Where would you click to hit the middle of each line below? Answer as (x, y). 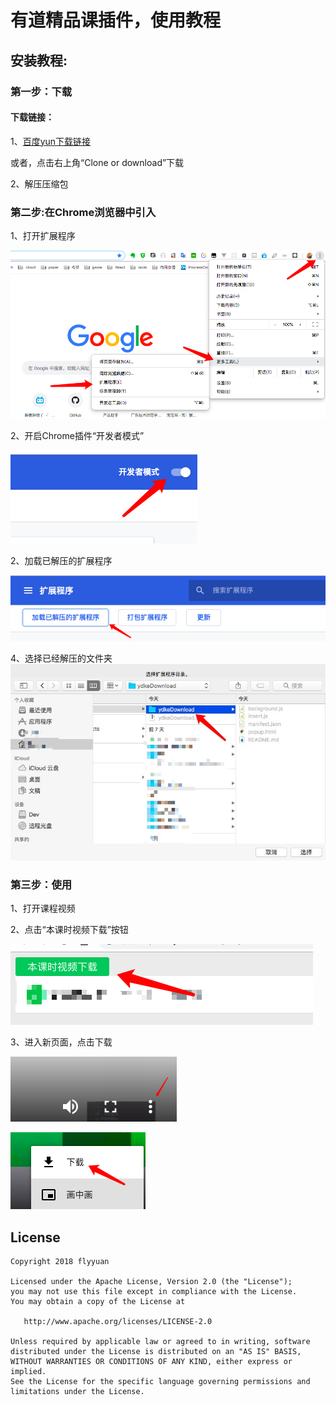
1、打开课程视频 (43, 908)
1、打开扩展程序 (43, 235)
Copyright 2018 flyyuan (60, 1261)
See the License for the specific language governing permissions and (160, 1381)
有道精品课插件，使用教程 (116, 20)
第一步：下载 (41, 91)
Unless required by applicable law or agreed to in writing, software (160, 1341)
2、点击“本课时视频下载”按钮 (69, 930)
